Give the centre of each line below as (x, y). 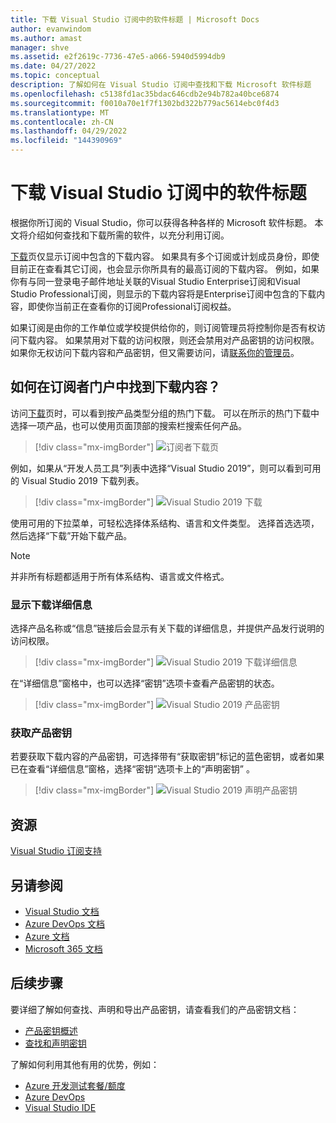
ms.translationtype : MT (60, 112)
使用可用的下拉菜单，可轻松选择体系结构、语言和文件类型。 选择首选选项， (165, 523)
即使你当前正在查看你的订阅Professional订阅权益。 (132, 306)
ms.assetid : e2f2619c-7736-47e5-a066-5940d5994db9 (118, 57)
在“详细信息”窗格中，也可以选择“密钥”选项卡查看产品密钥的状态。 (145, 683)
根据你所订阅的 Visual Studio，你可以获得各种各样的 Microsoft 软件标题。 (161, 222)
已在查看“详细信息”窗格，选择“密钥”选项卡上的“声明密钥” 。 (132, 769)
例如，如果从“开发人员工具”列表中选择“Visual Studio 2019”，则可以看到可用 (166, 468)
